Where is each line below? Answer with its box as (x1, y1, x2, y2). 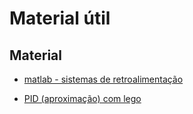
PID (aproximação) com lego (23, 93, 142, 104)
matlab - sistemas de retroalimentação (23, 73, 184, 85)
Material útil (9, 7, 111, 30)
